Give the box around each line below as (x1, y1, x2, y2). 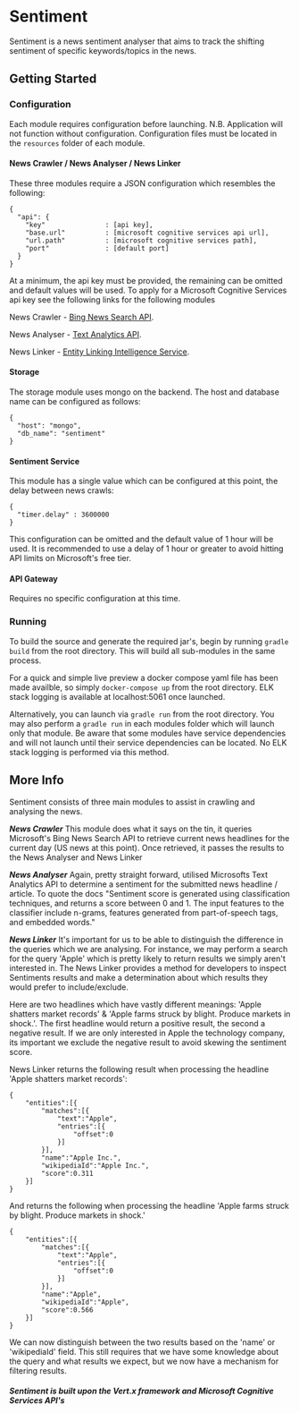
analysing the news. (9, 805, 83, 816)
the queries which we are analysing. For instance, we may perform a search (9, 943, 288, 954)
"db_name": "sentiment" (17, 430, 105, 438)
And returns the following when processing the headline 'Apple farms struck (9, 1200, 290, 1211)
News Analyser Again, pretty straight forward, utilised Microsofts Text (9, 869, 269, 880)
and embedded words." (9, 916, 96, 927)
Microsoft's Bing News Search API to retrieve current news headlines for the (9, 832, 290, 843)
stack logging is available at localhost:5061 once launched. (9, 691, 226, 702)
